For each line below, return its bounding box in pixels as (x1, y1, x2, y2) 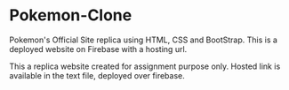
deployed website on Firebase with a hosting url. (9, 43, 188, 54)
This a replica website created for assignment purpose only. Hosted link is (9, 61, 281, 71)
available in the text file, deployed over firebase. (9, 70, 185, 80)
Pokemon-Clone (9, 5, 132, 26)
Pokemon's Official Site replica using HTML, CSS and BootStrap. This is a (9, 34, 278, 45)
